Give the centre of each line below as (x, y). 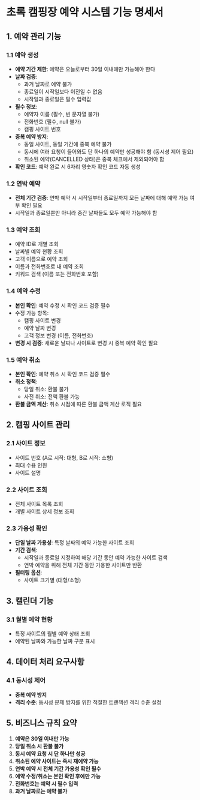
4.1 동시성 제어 (26, 681)
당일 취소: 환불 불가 (46, 389)
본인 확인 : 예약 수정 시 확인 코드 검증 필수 (63, 305)
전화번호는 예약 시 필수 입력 (46, 783)
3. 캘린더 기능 (30, 601)
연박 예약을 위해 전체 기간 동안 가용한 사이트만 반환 (83, 565)
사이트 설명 (28, 472)
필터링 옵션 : (28, 573)
